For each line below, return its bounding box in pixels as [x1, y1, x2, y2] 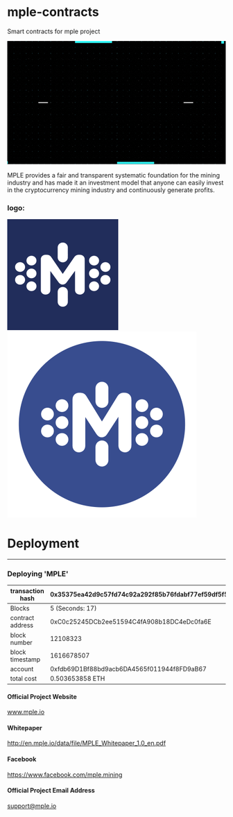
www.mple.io [7, 708, 45, 716]
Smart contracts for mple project [7, 27, 101, 35]
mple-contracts [7, 4, 99, 20]
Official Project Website [7, 692, 78, 700]
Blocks [10, 604, 30, 612]
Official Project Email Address [7, 786, 95, 795]
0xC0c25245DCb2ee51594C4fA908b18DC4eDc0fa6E [49, 617, 212, 626]
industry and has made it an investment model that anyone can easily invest [7, 178, 224, 187]
